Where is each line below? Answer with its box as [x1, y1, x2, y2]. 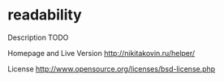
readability [7, 6, 82, 24]
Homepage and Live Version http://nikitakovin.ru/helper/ [7, 48, 196, 58]
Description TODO [7, 32, 69, 42]
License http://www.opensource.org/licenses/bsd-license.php [7, 63, 216, 74]
